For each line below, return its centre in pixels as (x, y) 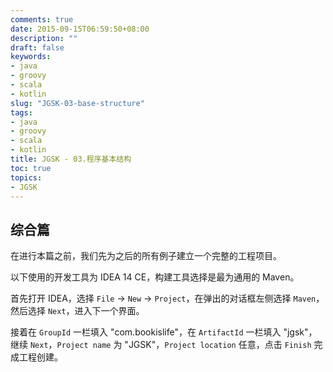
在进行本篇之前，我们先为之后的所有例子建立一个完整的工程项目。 (146, 256)
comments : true (42, 19)
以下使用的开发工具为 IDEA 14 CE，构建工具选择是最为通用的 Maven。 (155, 277)
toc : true (31, 168)
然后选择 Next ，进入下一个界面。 (77, 311)
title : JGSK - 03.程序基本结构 (71, 159)
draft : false (37, 47)
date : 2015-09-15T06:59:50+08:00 (80, 29)
